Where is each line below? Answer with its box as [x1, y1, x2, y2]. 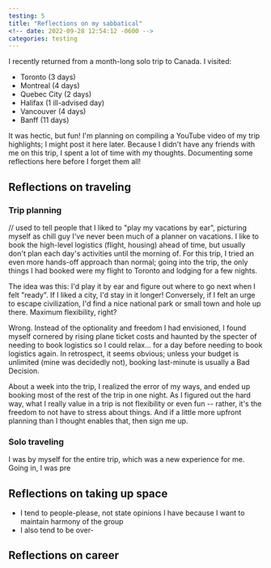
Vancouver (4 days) [19, 107, 87, 117]
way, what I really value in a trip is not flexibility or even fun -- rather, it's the [8, 398, 262, 409]
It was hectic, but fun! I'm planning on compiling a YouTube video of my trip [8, 131, 260, 141]
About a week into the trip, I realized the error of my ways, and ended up [8, 381, 251, 391]
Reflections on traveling [8, 180, 132, 194]
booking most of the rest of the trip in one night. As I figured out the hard [8, 390, 251, 400]
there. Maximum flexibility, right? [8, 307, 117, 316]
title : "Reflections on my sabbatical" [8, 19, 143, 28]
